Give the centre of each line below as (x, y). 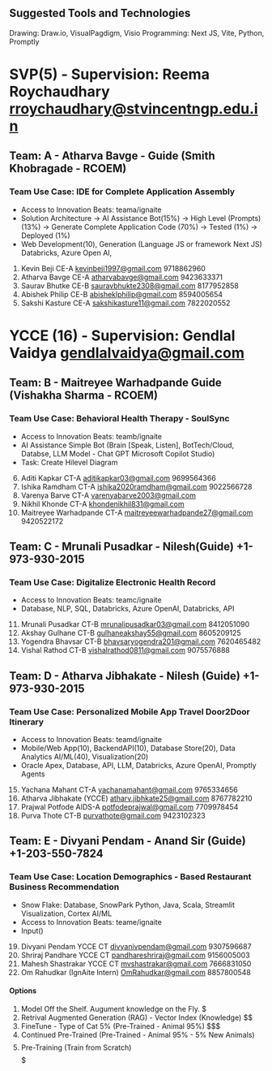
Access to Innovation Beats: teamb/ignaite (91, 436)
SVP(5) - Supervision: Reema (109, 74)
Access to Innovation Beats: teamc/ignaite (91, 600)
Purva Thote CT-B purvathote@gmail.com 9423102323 (113, 815)
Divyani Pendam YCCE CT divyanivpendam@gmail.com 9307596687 (136, 946)
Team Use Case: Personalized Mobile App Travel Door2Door (130, 711)
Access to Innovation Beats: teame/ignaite (91, 922)
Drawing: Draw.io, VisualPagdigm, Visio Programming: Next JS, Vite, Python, (137, 32)
